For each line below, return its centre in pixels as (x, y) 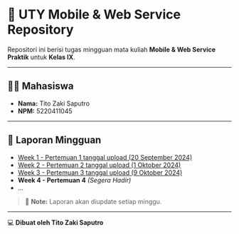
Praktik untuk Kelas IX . (42, 57)
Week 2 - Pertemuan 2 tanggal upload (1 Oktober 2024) (99, 165)
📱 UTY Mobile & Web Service (94, 15)
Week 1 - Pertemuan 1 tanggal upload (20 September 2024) (105, 157)
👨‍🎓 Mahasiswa (41, 86)
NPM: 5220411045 (45, 111)
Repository (41, 30)
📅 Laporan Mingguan (54, 140)
